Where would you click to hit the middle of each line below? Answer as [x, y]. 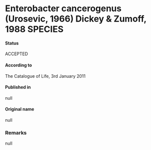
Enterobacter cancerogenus [63, 9]
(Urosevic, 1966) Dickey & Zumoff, [76, 19]
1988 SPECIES [34, 29]
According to [19, 65]
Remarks [16, 132]
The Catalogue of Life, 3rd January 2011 [45, 76]
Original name [20, 109]
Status [12, 43]
